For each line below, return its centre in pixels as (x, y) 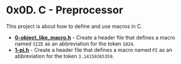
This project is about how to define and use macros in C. (74, 26)
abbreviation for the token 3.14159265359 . (64, 56)
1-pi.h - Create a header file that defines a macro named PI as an (93, 49)
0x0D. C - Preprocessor (65, 10)
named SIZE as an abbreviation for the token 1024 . (74, 44)
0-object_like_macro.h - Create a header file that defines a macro (95, 37)
